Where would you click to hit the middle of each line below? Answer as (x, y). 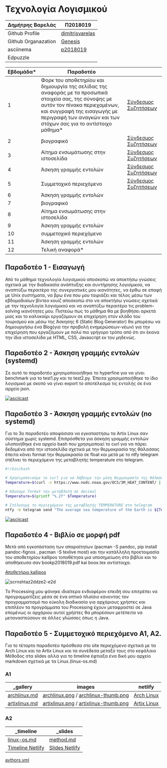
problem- (145, 306)
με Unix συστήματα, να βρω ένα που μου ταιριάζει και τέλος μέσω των (79, 295)
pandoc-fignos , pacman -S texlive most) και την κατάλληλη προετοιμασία (82, 552)
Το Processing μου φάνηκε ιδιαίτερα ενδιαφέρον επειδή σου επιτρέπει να (81, 592)
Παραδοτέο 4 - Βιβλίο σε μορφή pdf (63, 535)
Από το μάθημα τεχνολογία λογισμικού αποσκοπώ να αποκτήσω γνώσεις (81, 279)
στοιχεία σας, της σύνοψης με (77, 99)
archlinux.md (23, 695)
